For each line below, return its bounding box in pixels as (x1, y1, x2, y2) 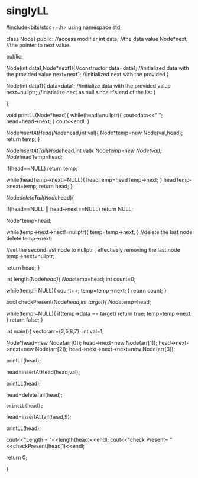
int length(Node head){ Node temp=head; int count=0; (6, 275, 136, 283)
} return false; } (6, 316, 43, 323)
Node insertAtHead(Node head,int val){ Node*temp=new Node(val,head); (6, 129, 183, 136)
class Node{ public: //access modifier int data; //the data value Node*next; (6, 35, 188, 42)
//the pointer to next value (6, 41, 70, 49)
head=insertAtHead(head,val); (6, 368, 80, 376)
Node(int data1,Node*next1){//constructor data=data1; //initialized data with (6, 64, 189, 72)
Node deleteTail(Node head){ (6, 194, 74, 201)
